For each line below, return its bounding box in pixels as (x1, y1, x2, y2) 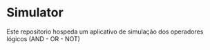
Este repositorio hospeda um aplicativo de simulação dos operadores (6, 27, 204, 36)
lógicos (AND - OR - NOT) (6, 34, 81, 42)
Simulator (6, 5, 64, 21)
